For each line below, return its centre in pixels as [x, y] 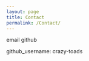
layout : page [23, 12]
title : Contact [25, 17]
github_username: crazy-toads [44, 51]
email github [22, 40]
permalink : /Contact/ [34, 23]
